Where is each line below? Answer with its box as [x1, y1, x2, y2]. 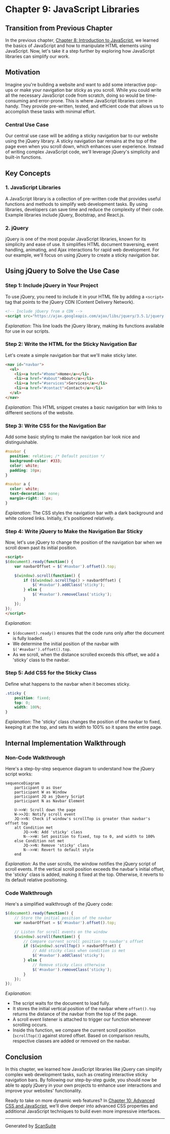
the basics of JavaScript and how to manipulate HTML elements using [5, 43, 152, 49]
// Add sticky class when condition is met [32, 948, 125, 953]
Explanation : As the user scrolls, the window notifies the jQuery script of [5, 861, 156, 867]
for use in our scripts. [5, 328, 50, 334]
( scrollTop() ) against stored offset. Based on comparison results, [12, 1033, 150, 1039]
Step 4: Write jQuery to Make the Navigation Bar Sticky [5, 527, 143, 535]
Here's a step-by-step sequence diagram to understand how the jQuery [5, 765, 155, 771]
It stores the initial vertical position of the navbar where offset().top [12, 1006, 156, 1012]
